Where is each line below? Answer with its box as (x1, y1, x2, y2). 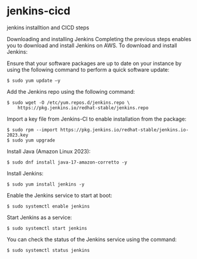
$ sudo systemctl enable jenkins (7, 203, 90, 209)
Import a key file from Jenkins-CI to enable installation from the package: (7, 115, 187, 122)
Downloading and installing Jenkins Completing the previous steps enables (7, 35, 192, 42)
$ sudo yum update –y (7, 78, 61, 84)
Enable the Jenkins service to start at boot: (7, 192, 113, 199)
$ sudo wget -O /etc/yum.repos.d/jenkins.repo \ (7, 100, 130, 106)
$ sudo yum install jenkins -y (7, 181, 85, 187)
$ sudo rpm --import (7, 127, 59, 132)
